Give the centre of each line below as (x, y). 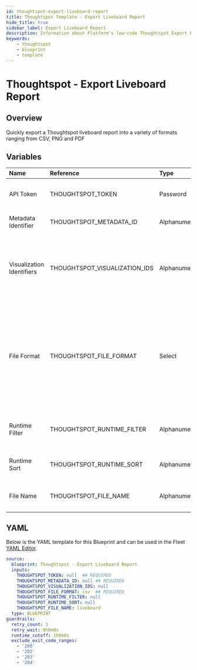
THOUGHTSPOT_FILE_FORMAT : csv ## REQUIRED (71, 592)
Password (173, 194)
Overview (24, 118)
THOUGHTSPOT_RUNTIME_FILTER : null (59, 597)
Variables (24, 157)
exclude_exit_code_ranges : (44, 641)
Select (168, 356)
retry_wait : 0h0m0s (35, 630)
